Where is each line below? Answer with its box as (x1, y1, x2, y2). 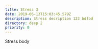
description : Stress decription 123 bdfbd (5, 16, 93, 21)
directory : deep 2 (5, 20, 43, 26)
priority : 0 (5, 25, 29, 30)
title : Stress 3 (5, 7, 38, 12)
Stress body (5, 38, 29, 44)
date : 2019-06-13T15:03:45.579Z (5, 12, 71, 16)
